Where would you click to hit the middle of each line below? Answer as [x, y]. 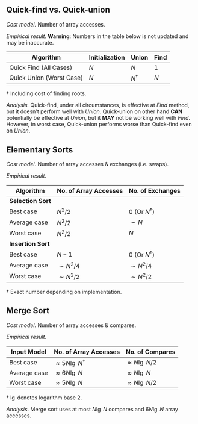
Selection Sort [30, 201]
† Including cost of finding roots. [46, 93]
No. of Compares [150, 352]
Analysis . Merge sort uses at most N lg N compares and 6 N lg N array [92, 410]
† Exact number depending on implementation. [64, 291]
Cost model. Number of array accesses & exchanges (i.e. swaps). [88, 164]
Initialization [107, 57]
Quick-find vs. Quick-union [58, 10]
